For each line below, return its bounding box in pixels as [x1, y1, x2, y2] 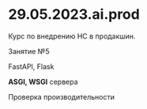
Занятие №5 [8, 46, 50, 56]
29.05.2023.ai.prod [8, 5, 140, 24]
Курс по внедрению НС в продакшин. [8, 31, 136, 41]
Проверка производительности [8, 92, 115, 101]
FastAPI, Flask [8, 61, 55, 71]
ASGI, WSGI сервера [8, 77, 78, 86]
